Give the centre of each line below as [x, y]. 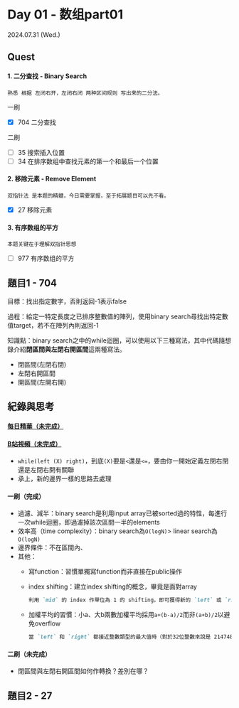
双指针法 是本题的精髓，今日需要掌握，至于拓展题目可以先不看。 [88, 195]
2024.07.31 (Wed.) [34, 34]
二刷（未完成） [29, 654]
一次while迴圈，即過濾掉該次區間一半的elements [89, 522]
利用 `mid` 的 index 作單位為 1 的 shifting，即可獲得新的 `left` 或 [125, 600]
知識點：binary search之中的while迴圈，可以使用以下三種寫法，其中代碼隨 [116, 340]
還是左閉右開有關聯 [46, 470]
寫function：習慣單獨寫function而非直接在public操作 [105, 572]
